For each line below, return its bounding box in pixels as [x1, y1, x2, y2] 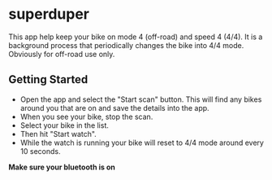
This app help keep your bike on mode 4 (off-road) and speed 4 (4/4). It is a [8, 32, 263, 42]
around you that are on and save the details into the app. [19, 103, 209, 112]
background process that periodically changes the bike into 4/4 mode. [8, 40, 244, 50]
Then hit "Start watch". [19, 129, 97, 138]
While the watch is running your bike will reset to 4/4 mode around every [19, 138, 264, 147]
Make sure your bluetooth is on [8, 162, 115, 172]
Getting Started [8, 72, 89, 86]
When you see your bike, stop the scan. [19, 112, 153, 121]
